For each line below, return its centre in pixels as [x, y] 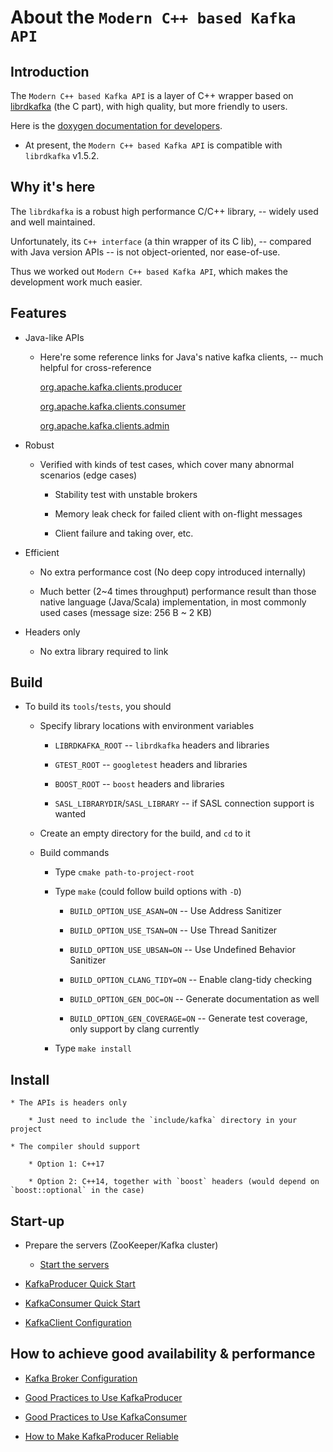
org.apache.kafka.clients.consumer [112, 406]
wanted [70, 814]
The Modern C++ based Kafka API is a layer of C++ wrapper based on [152, 95]
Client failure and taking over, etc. [124, 533]
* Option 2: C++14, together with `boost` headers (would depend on [174, 1182]
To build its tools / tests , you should [98, 707]
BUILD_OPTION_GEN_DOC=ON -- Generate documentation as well [194, 999]
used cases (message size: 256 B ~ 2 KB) [126, 612]
